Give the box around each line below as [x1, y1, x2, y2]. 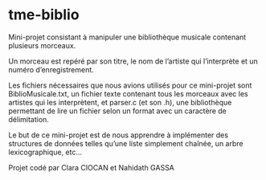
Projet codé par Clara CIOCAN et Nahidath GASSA [8, 162, 175, 172]
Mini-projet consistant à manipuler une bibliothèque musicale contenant [8, 32, 247, 42]
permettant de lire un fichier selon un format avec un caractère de [8, 106, 227, 116]
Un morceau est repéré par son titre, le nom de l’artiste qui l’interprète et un [8, 56, 259, 66]
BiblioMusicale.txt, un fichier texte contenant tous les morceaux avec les [8, 88, 248, 98]
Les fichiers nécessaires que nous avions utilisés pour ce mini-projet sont [8, 80, 252, 90]
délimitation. [8, 114, 50, 124]
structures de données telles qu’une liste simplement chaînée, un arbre [8, 138, 243, 148]
